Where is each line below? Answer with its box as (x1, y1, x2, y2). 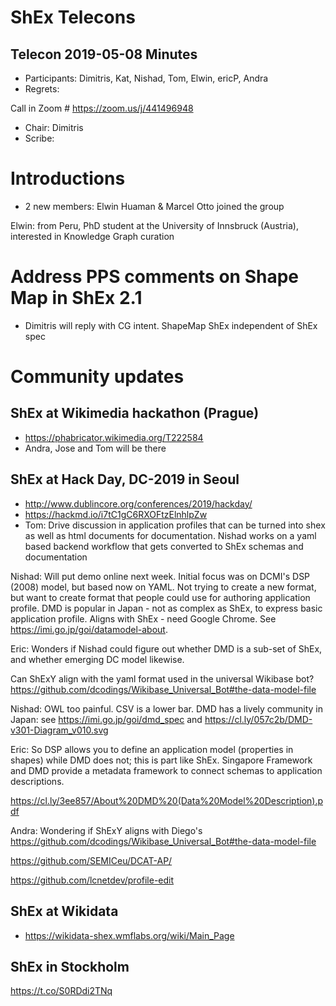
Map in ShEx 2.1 (10, 287, 143, 310)
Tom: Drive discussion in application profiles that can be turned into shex (24, 519, 326, 531)
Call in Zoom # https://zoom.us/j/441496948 (10, 102, 194, 114)
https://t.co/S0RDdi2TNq (10, 985, 113, 997)
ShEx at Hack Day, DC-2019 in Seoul (10, 471, 240, 488)
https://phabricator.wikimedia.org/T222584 (24, 431, 204, 443)
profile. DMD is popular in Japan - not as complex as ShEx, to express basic (10, 602, 323, 614)
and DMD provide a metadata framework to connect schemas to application (10, 764, 323, 776)
